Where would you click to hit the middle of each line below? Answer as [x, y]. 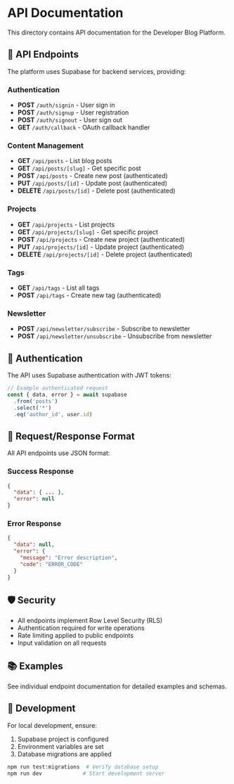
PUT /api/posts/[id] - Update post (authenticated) [92, 184]
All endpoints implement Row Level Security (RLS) [90, 621]
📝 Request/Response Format [71, 436]
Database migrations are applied [65, 754]
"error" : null [34, 499]
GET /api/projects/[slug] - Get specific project [87, 232]
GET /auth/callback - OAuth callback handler [84, 127]
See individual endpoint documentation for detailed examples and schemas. [117, 686]
